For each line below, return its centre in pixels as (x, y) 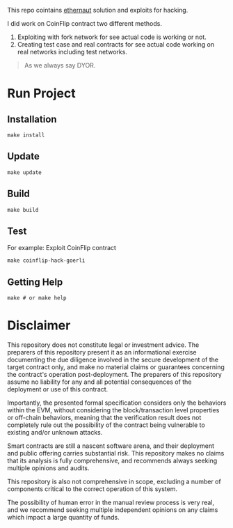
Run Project (41, 94)
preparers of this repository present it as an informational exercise (102, 352)
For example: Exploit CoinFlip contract (62, 248)
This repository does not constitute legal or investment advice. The (103, 345)
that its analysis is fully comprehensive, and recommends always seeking (112, 461)
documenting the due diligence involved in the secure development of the (113, 360)
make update (24, 172)
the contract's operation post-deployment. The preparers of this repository (115, 375)
